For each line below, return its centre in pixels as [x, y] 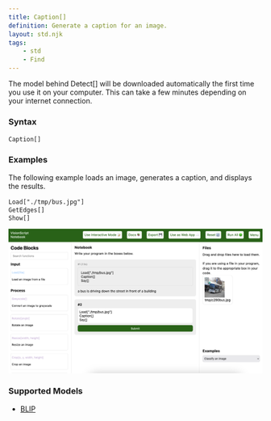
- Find [34, 60]
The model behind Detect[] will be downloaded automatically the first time [131, 84]
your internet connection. [50, 101]
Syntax [23, 121]
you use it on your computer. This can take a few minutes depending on [127, 92]
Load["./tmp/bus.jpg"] [46, 202]
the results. [27, 186]
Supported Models [46, 391]
